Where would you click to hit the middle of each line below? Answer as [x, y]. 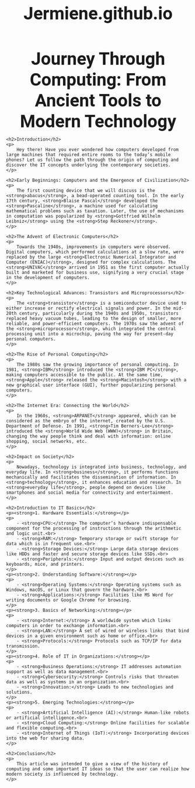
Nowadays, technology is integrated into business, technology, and [102, 467]
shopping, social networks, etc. [47, 442]
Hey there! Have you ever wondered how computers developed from [98, 150]
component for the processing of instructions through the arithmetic [94, 529]
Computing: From [98, 80]
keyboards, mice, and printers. [45, 565]
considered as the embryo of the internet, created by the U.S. [86, 421]
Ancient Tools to [98, 101]
